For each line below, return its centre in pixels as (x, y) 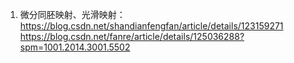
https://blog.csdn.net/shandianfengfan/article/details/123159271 (151, 26)
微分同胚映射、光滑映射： (72, 14)
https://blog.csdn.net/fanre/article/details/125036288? (132, 36)
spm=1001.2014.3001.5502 (75, 47)
